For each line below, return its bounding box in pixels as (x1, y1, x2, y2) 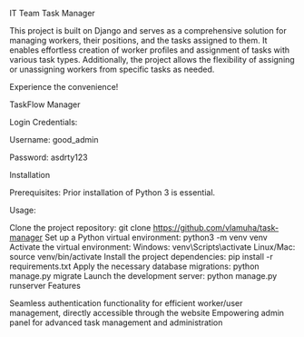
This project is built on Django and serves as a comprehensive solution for (9, 25, 288, 35)
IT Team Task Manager (9, 8, 95, 18)
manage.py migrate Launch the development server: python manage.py (9, 271, 278, 281)
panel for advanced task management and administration (9, 317, 223, 328)
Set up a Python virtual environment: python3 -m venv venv (44, 232, 268, 243)
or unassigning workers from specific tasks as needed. (9, 64, 215, 74)
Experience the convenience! (9, 82, 119, 92)
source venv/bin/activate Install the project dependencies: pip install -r (9, 252, 274, 262)
